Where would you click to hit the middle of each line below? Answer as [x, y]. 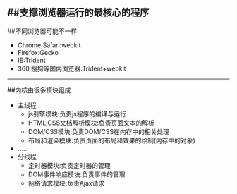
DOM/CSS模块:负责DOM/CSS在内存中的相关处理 [99, 131]
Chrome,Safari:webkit [49, 45]
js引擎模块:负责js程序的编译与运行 [77, 114]
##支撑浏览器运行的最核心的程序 [78, 13]
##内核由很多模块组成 [39, 90]
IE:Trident [31, 60]
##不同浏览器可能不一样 [42, 31]
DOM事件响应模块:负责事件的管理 [77, 174]
